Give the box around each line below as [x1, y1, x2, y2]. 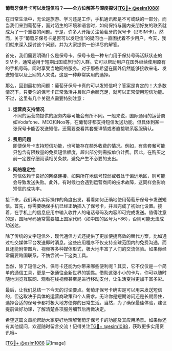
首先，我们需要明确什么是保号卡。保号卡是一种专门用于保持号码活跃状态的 [5, 52, 162, 58]
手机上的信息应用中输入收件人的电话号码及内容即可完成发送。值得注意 [18, 210, 167, 215]
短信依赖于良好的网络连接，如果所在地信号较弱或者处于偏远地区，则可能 [12, 173, 165, 179]
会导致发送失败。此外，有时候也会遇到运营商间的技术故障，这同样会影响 [12, 179, 165, 185]
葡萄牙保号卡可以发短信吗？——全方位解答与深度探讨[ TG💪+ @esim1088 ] [5, 5, 160, 11]
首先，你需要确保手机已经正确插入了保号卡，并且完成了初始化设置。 [14, 203, 158, 209]
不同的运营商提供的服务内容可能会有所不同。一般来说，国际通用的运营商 [12, 113, 165, 118]
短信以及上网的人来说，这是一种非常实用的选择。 [9, 72, 113, 77]
